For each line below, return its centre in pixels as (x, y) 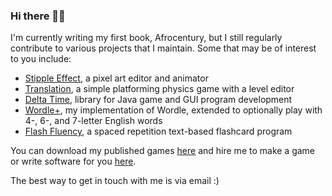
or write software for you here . (73, 161)
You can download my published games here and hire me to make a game (163, 151)
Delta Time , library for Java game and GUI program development (158, 100)
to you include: (41, 59)
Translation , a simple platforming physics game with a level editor (159, 89)
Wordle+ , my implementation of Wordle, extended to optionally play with (173, 110)
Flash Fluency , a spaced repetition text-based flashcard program (158, 131)
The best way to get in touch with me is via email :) (115, 181)
